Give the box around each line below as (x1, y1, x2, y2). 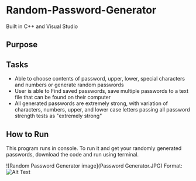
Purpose (6, 40, 38, 50)
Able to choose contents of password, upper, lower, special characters (14, 75, 185, 82)
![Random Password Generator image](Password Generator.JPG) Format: (6, 162, 183, 169)
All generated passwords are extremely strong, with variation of (14, 100, 169, 107)
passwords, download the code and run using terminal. (6, 151, 139, 158)
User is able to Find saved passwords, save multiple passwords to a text (14, 88, 189, 95)
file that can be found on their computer (14, 94, 111, 101)
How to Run (6, 129, 49, 139)
